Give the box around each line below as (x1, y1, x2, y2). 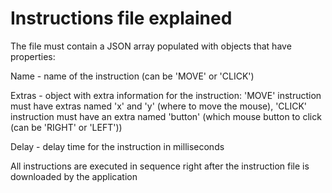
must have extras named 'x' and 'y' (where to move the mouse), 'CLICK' (10, 100, 308, 112)
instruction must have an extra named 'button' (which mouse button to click (10, 110, 322, 122)
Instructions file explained (10, 7, 233, 30)
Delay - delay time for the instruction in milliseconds (10, 140, 225, 152)
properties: (10, 50, 56, 62)
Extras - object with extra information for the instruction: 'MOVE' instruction (10, 89, 322, 101)
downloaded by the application (10, 170, 138, 182)
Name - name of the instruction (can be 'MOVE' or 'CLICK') (10, 70, 255, 82)
